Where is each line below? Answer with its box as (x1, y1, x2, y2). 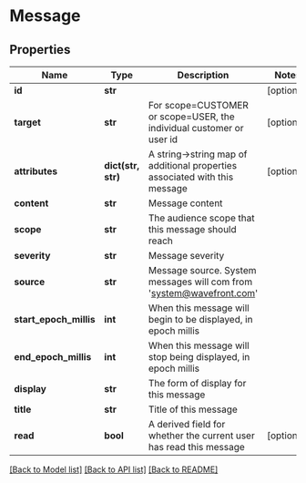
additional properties (148, 159, 238, 171)
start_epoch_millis (14, 313, 96, 325)
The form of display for (148, 377, 247, 389)
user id (148, 133, 178, 146)
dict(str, (104, 159, 139, 171)
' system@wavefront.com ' (148, 287, 259, 299)
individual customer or (148, 122, 244, 134)
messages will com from (148, 275, 253, 288)
